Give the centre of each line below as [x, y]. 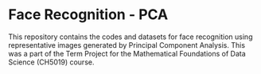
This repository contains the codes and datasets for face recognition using [130, 37]
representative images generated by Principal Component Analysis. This [127, 45]
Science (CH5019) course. [51, 62]
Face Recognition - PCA [88, 15]
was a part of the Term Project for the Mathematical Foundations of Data [127, 53]
